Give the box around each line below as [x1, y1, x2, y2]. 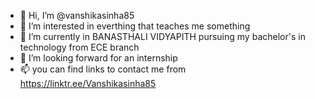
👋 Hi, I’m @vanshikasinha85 [19, 10, 135, 21]
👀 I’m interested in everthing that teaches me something [19, 20, 251, 32]
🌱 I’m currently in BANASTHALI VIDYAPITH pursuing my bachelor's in [19, 31, 306, 42]
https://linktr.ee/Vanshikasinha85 [19, 78, 157, 89]
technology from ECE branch [19, 41, 140, 53]
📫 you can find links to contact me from [19, 63, 187, 75]
